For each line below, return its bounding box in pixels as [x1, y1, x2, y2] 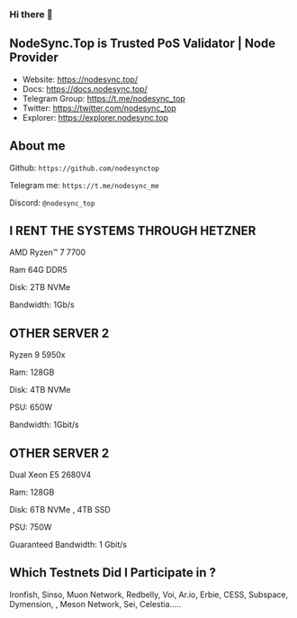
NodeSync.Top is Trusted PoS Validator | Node [9, 36, 276, 51]
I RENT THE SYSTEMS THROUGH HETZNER [9, 223, 256, 238]
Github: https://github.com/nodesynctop [9, 162, 160, 173]
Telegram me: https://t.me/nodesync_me [9, 179, 159, 190]
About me [9, 139, 66, 154]
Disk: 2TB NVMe [9, 282, 71, 293]
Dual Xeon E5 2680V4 [9, 468, 92, 480]
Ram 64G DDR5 [9, 265, 67, 276]
